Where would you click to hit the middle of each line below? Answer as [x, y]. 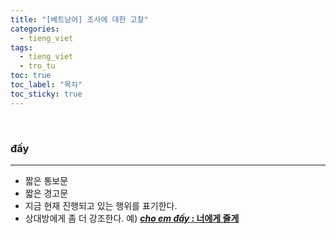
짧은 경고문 [46, 193]
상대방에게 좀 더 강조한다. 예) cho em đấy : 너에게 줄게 [132, 218]
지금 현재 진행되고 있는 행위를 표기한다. [101, 205]
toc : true [31, 76]
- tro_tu [37, 66]
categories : [35, 29]
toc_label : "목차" [46, 85]
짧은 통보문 [46, 180]
